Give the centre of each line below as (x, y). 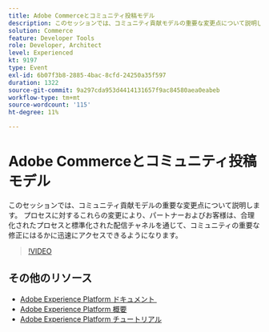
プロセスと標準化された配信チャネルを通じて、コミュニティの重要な (148, 225)
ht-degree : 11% (34, 113)
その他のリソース (50, 278)
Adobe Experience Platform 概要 (73, 309)
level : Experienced (41, 53)
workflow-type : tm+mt (44, 98)
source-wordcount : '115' (50, 105)
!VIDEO (40, 251)
